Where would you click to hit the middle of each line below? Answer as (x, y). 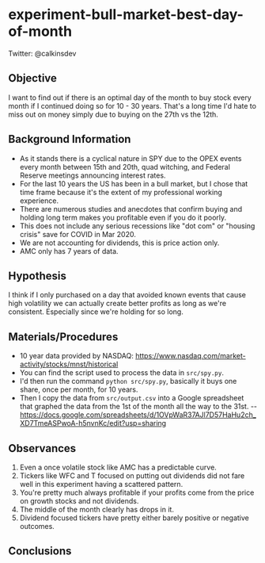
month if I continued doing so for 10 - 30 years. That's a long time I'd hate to (132, 105)
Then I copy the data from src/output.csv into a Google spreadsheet (132, 398)
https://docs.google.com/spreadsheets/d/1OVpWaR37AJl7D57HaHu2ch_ (138, 415)
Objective (33, 78)
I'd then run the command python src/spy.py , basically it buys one (128, 381)
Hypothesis (38, 276)
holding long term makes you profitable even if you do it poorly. (123, 217)
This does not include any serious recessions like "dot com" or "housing (137, 226)
